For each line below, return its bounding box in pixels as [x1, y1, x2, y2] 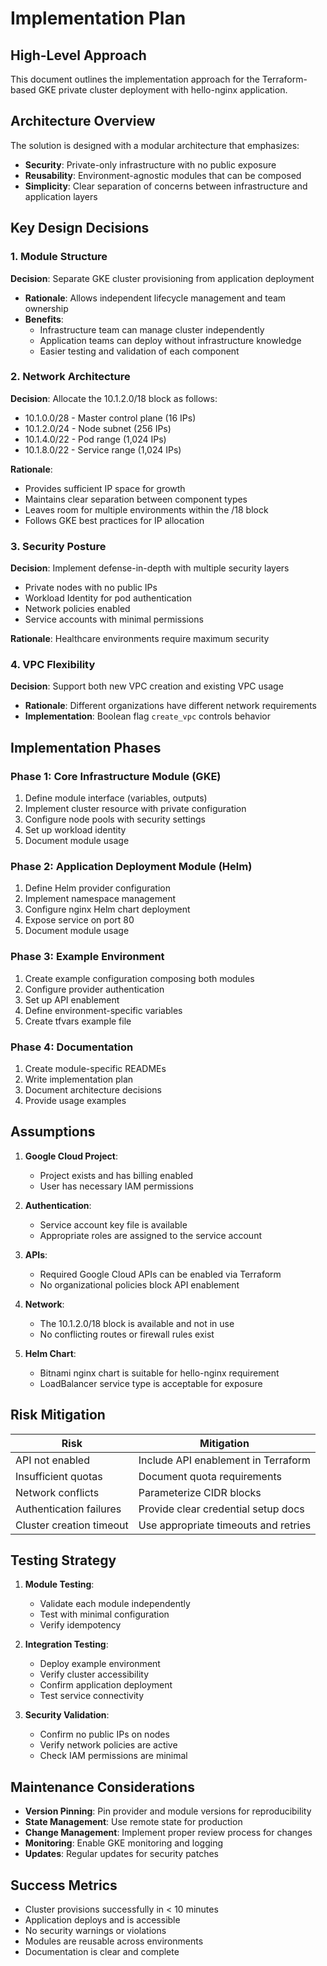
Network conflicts [15, 1485, 100, 1499]
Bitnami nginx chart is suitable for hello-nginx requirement [39, 1367, 280, 1379]
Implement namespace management [24, 893, 177, 905]
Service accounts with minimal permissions [24, 613, 204, 626]
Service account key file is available [39, 1218, 188, 1231]
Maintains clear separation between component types [24, 493, 248, 505]
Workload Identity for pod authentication [24, 592, 193, 604]
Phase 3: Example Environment [10, 950, 165, 964]
